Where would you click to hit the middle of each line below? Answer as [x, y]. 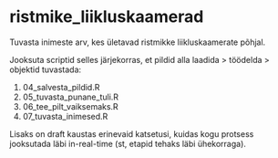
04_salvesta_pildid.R [61, 87]
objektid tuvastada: [46, 69]
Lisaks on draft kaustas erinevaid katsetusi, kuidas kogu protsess [132, 133]
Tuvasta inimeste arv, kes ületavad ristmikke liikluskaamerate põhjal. [138, 42]
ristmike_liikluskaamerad [107, 17]
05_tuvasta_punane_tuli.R [71, 97]
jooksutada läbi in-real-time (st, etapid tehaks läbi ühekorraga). [128, 143]
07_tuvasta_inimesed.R [65, 116]
